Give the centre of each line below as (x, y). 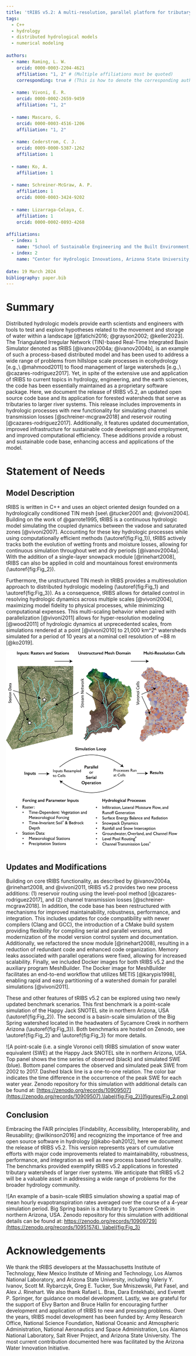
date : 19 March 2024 (31, 271)
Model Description (40, 493)
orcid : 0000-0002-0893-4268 (50, 222)
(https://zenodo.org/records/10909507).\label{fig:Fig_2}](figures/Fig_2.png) (97, 1096)
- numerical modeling (38, 43)
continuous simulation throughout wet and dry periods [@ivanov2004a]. (93, 550)
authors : (17, 56)
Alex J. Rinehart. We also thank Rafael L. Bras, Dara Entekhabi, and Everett (95, 1292)
